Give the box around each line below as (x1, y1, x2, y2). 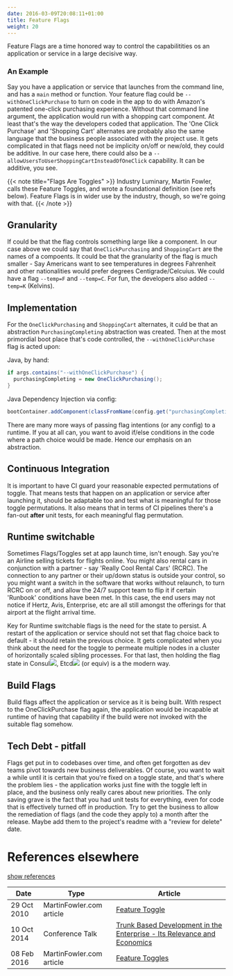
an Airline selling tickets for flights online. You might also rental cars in (7, 556, 208, 565)
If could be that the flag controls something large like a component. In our (7, 237, 217, 246)
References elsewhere (7, 849, 139, 865)
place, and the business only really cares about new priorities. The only (7, 788, 212, 796)
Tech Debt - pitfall (7, 740, 87, 752)
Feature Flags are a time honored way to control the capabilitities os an (7, 42, 210, 51)
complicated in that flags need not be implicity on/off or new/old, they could (7, 142, 224, 150)
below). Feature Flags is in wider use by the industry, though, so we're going (7, 191, 226, 200)
